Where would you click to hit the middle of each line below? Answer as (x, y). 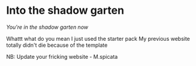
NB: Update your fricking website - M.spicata (62, 56)
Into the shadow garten (65, 10)
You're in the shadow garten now (47, 27)
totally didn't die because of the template (57, 45)
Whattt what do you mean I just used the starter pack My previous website (98, 38)
